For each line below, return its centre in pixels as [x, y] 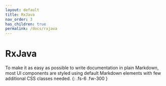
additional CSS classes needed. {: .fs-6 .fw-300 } [57, 78]
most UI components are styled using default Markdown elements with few [83, 73]
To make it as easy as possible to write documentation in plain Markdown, [82, 68]
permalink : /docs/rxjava [31, 29]
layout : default [22, 10]
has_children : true [26, 24]
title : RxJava [20, 15]
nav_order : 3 [19, 19]
